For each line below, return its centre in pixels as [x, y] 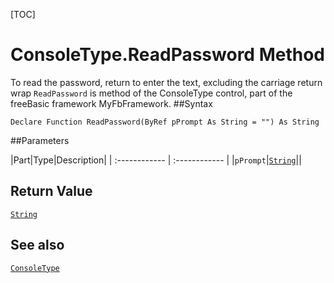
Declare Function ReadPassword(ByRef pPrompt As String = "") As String [165, 122]
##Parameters [40, 140]
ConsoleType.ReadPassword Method [167, 55]
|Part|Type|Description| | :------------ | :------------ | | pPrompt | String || [156, 160]
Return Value [51, 191]
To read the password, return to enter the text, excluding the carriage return [166, 82]
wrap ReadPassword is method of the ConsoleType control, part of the [151, 93]
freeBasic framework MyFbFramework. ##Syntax [111, 103]
